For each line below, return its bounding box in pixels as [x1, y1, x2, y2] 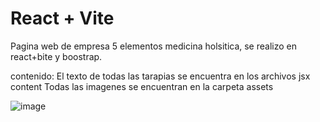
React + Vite [10, 7, 115, 30]
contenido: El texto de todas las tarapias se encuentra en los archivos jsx [10, 70, 311, 82]
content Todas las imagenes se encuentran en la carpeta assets [10, 80, 274, 92]
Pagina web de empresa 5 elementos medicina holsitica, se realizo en [10, 40, 297, 52]
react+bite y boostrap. [10, 50, 103, 62]
